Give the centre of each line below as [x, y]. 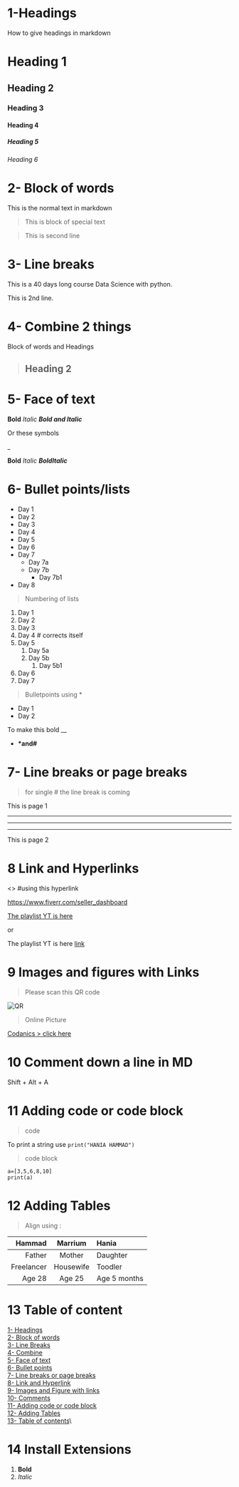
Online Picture [46, 1019]
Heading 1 [37, 62]
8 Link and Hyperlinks [73, 869]
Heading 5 [23, 141]
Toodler [109, 1267]
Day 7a [38, 562]
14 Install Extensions [69, 1449]
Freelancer [29, 1267]
